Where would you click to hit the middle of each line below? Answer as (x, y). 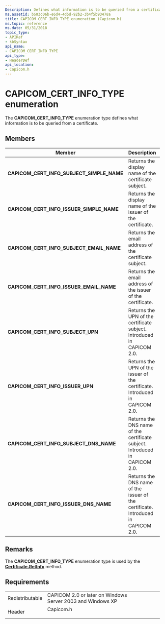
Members (20, 139)
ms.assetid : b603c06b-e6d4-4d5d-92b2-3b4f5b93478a (58, 14)
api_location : (20, 65)
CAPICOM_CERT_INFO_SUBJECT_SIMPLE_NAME (66, 173)
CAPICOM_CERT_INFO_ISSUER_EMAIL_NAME (62, 287)
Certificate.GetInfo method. (34, 566)
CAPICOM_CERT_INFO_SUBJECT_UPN (53, 332)
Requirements (27, 582)
